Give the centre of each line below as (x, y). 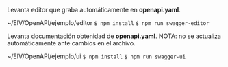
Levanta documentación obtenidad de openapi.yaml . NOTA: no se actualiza (114, 36)
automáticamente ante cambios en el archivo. (71, 43)
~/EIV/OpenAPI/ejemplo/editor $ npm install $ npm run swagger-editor (108, 23)
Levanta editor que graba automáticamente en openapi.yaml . (94, 10)
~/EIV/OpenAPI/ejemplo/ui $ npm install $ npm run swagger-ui (97, 56)
